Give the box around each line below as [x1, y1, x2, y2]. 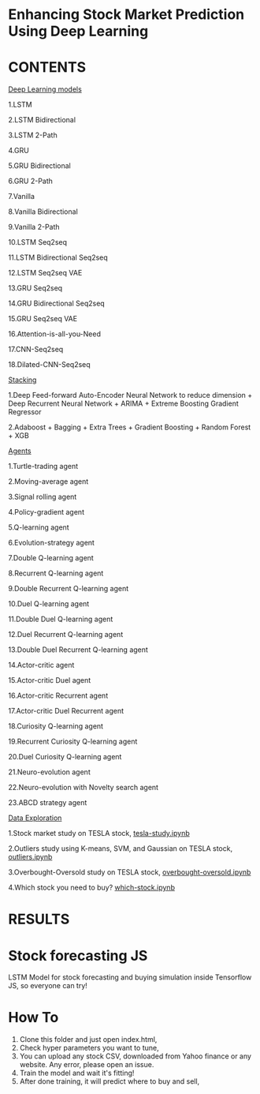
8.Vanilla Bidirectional [8, 207, 79, 216]
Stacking [8, 375, 37, 384]
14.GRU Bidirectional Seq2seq [8, 298, 105, 309]
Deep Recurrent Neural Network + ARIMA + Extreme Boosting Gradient [8, 399, 239, 408]
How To [8, 1009, 59, 1027]
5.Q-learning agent [8, 523, 69, 532]
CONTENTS [8, 58, 87, 77]
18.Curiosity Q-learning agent [8, 721, 104, 731]
